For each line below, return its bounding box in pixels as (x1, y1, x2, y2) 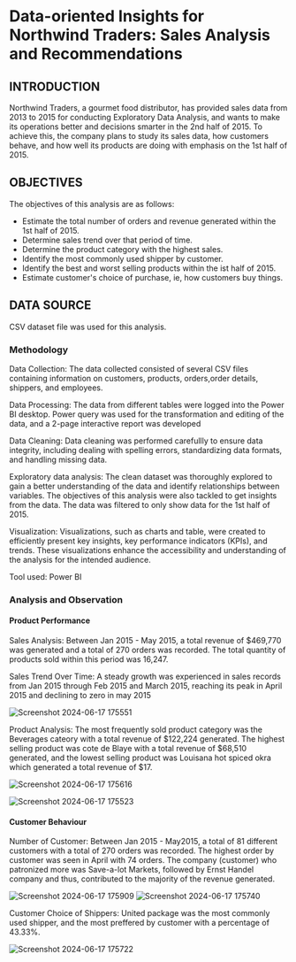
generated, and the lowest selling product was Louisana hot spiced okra (9, 752, 272, 763)
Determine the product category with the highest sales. (21, 243, 224, 254)
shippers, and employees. (9, 382, 103, 393)
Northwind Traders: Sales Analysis (9, 25, 271, 45)
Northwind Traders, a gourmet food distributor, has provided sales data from (9, 103, 288, 112)
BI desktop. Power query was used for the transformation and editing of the (9, 409, 285, 419)
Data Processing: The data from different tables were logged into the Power (9, 399, 285, 410)
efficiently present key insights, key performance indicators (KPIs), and (9, 535, 268, 546)
